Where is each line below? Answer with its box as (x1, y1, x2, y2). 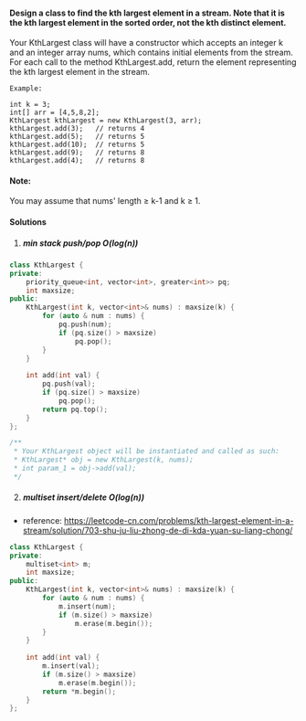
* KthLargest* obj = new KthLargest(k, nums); (13, 455, 195, 465)
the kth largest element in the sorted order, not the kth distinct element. (9, 16, 287, 27)
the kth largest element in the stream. (9, 67, 151, 78)
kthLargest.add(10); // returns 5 (9, 140, 145, 150)
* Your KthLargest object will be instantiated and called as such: (13, 447, 280, 456)
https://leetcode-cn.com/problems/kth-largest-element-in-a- (63, 514, 294, 525)
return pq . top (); (42, 405, 108, 414)
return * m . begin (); (42, 686, 117, 696)
